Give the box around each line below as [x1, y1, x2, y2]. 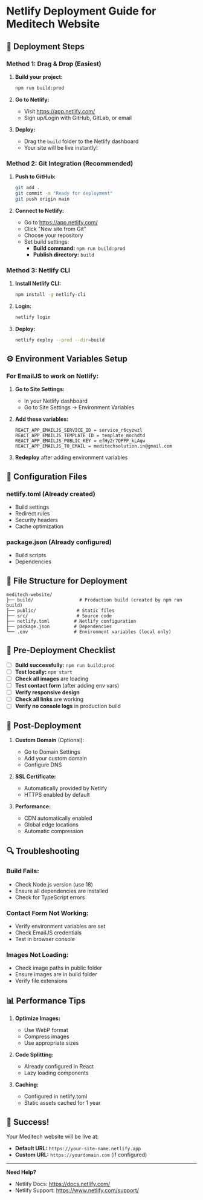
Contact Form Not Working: [6, 908, 89, 917]
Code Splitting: [14, 1051, 54, 1059]
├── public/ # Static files [6, 608, 115, 614]
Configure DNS [24, 761, 62, 768]
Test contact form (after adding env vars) [14, 682, 120, 689]
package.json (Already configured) [6, 538, 112, 546]
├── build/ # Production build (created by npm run [6, 597, 182, 603]
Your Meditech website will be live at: [6, 1133, 99, 1141]
